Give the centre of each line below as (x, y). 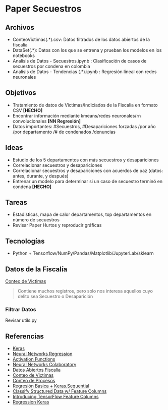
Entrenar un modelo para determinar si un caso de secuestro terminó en (88, 181)
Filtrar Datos (21, 309)
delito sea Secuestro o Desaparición (55, 297)
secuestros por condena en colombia (51, 66)
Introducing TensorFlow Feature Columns (55, 397)
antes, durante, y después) (41, 176)
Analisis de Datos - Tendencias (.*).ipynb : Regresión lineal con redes (85, 72)
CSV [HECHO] (27, 110)
